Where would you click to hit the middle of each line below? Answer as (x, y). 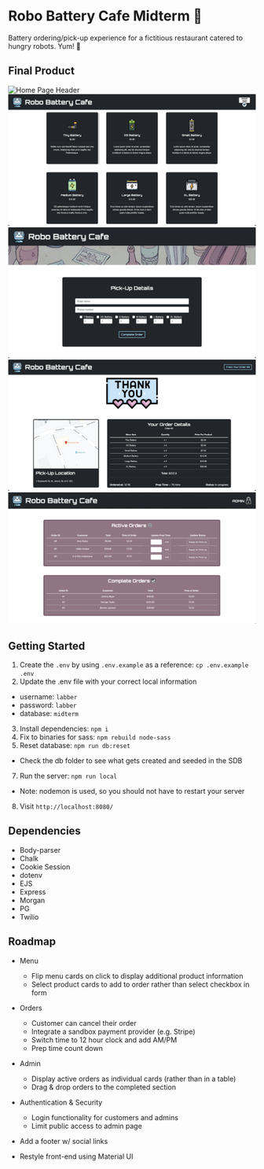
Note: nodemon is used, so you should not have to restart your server (132, 791)
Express (33, 891)
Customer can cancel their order (84, 1023)
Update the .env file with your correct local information (108, 682)
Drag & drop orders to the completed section (104, 1087)
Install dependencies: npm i (64, 729)
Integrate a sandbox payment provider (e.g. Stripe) (113, 1031)
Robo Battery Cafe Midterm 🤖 (105, 16)
